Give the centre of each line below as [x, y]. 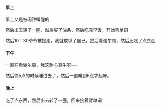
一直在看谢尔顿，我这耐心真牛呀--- [41, 65]
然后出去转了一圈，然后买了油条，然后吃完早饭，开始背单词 [67, 30]
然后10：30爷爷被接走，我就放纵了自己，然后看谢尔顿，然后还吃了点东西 [81, 41]
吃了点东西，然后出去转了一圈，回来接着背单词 [53, 100]
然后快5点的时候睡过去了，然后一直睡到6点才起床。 [58, 76]
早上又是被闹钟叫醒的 [27, 19]
